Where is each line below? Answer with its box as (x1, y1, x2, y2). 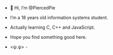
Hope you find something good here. (10, 34, 87, 40)
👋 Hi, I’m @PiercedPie (10, 5, 55, 11)
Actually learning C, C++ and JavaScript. (10, 24, 95, 30)
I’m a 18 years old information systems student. (10, 15, 108, 20)
